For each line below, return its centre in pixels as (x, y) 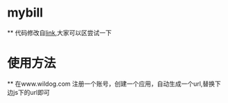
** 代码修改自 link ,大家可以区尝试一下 (60, 32)
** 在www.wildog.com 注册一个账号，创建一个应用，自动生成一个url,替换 (111, 84)
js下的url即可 (31, 92)
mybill (25, 13)
